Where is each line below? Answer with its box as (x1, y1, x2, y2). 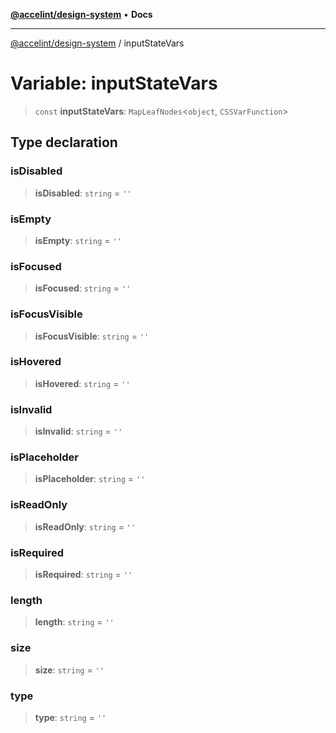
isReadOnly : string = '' (34, 520, 137, 533)
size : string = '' (34, 664, 105, 676)
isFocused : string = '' (34, 282, 132, 294)
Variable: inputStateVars (10, 72, 218, 95)
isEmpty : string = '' (34, 234, 122, 246)
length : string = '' (34, 616, 115, 628)
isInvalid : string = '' (34, 425, 123, 438)
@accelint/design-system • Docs (10, 9, 153, 20)
